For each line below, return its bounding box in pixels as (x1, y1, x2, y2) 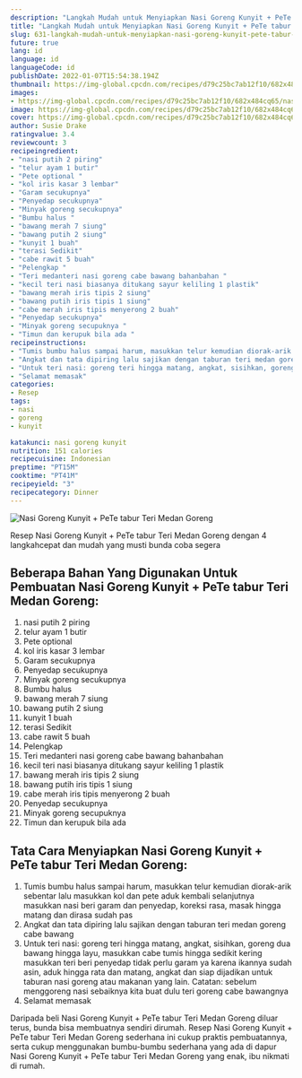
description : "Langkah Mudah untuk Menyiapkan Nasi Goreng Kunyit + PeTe (10, 13, 292, 22)
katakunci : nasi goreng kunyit (10, 438, 127, 447)
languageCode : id (10, 64, 75, 73)
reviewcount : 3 (10, 138, 67, 147)
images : (10, 88, 39, 97)
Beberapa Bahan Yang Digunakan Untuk (10, 566, 238, 581)
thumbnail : (10, 80, 51, 89)
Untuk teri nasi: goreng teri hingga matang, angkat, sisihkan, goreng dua (22, 938, 291, 949)
